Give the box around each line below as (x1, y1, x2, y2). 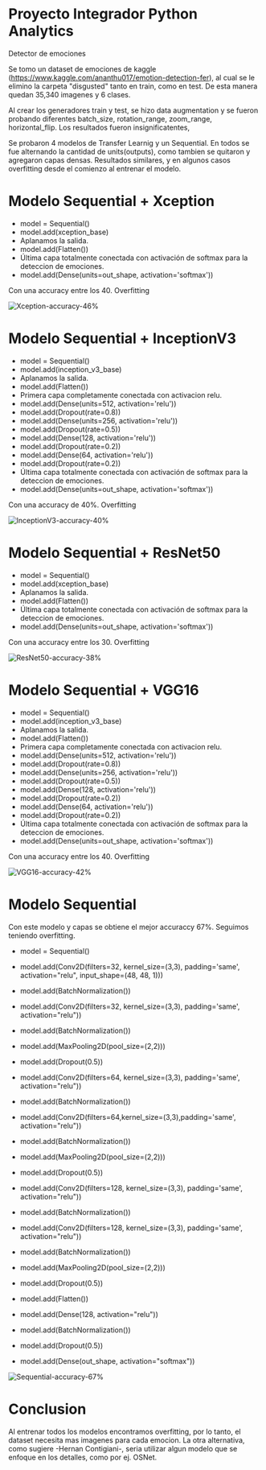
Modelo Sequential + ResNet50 (8, 544, 221, 562)
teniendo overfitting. (8, 931, 76, 940)
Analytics (8, 22, 74, 40)
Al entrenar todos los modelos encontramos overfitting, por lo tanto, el (8, 1427, 241, 1436)
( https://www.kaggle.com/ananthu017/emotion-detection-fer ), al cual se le (8, 72, 256, 82)
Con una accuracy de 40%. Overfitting (8, 500, 137, 510)
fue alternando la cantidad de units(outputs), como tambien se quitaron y (8, 147, 251, 156)
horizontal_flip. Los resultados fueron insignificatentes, (8, 122, 190, 132)
